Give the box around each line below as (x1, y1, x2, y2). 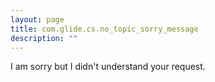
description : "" (10, 33, 78, 43)
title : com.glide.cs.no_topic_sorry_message (10, 24, 199, 34)
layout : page (10, 14, 65, 25)
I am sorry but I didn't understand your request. (10, 61, 206, 73)
